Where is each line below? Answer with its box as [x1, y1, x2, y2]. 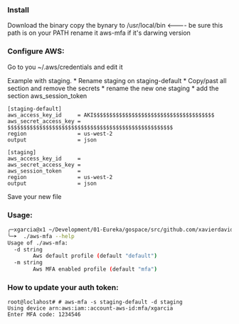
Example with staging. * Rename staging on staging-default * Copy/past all [7, 76, 227, 85]
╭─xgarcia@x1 [7, 226, 46, 233]
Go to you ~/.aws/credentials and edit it [7, 63, 123, 71]
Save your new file [7, 192, 62, 200]
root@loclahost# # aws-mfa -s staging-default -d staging [7, 298, 183, 306]
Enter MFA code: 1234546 [7, 311, 81, 318]
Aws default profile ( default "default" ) [33, 252, 158, 260]
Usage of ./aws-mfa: [7, 239, 69, 247]
